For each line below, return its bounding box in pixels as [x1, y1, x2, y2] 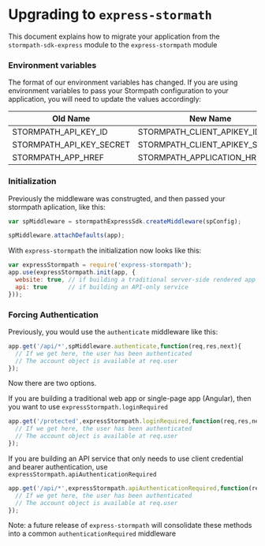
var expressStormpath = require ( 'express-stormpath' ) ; [8, 261, 192, 269]
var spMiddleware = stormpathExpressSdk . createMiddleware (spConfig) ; [8, 217, 242, 226]
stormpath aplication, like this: [8, 202, 106, 211]
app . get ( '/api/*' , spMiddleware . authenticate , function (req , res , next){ [8, 342, 242, 350]
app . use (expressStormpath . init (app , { [8, 268, 136, 277]
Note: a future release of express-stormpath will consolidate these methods [8, 521, 252, 530]
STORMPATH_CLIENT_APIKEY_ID [137, 126, 261, 137]
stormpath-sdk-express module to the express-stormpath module [8, 39, 218, 49]
